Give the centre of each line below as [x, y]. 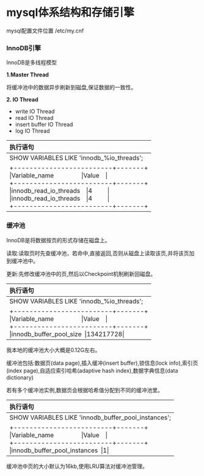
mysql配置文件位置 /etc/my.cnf [45, 31]
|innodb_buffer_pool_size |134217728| [67, 334]
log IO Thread [32, 131]
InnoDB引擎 [24, 48]
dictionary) [20, 377]
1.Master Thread [27, 75]
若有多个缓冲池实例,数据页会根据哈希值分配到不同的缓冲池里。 [85, 390]
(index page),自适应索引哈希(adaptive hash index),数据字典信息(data [92, 370]
